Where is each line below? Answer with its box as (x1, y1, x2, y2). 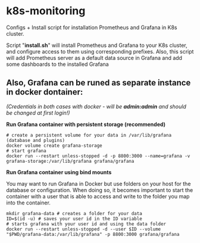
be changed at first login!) (6, 109, 70, 116)
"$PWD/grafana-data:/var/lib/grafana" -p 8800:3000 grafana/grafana (6, 231, 180, 237)
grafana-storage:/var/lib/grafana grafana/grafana (6, 158, 135, 164)
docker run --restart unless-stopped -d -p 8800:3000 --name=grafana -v (6, 153, 190, 159)
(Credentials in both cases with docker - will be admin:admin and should (6, 103, 186, 110)
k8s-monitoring (6, 4, 86, 18)
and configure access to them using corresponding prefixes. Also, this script (6, 48, 194, 55)
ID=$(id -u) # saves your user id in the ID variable (6, 216, 143, 222)
